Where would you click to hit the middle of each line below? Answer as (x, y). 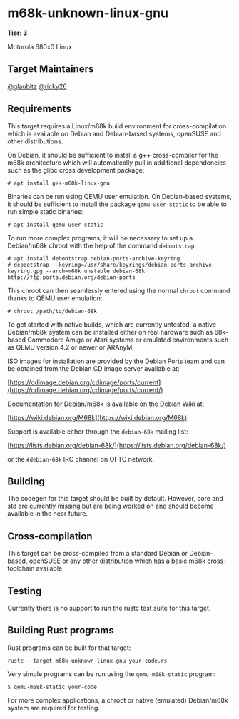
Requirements (39, 109)
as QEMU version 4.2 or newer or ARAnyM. (71, 347)
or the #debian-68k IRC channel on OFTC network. (81, 459)
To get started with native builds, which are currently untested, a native (112, 324)
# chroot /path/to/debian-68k (52, 311)
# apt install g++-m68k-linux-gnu (59, 183)
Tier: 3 (17, 33)
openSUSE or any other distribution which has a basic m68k (117, 561)
